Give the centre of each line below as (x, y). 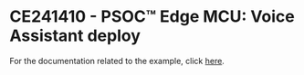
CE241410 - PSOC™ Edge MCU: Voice (152, 17)
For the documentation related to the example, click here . (117, 61)
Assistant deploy (75, 36)
